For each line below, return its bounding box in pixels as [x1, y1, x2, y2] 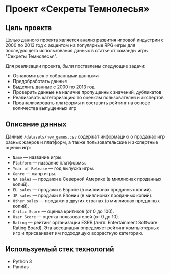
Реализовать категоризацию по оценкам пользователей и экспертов [12, 95, 164, 100]
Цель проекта [5, 23, 52, 32]
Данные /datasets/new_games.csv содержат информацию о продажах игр [5, 133, 165, 140]
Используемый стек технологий [5, 245, 114, 254]
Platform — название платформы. [12, 159, 86, 166]
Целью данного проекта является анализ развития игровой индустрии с [5, 37, 164, 43]
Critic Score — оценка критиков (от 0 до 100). [12, 208, 114, 214]
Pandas [12, 263, 29, 270]
